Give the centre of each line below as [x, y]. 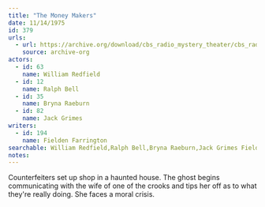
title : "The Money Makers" [52, 15]
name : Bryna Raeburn [56, 103]
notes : [19, 155]
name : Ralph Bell [51, 89]
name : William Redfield [62, 74]
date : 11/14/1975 [37, 23]
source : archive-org [56, 52]
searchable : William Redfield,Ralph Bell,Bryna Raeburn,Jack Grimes [123, 148]
